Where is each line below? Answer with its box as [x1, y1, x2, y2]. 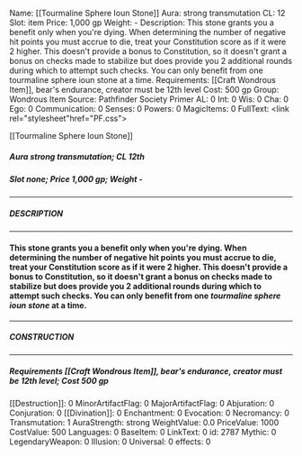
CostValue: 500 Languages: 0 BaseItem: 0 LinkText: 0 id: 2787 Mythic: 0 [9, 427, 277, 438]
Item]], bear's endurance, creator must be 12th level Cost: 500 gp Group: [9, 85, 280, 95]
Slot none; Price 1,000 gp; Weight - [9, 173, 144, 184]
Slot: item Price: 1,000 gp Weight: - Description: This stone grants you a [9, 17, 274, 28]
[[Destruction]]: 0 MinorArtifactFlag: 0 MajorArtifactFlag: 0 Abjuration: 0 [9, 398, 275, 409]
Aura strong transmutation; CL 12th [9, 150, 146, 161]
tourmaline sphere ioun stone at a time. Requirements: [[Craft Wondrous [9, 75, 276, 85]
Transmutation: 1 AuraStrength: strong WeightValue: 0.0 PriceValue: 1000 [9, 417, 280, 428]
